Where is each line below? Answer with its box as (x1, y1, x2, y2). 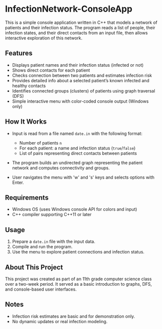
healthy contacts (12, 83, 46, 89)
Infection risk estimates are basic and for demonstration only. (12, 313, 135, 319)
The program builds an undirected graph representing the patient (12, 160, 143, 165)
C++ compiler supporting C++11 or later (12, 212, 92, 218)
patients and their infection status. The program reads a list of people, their (5, 24, 156, 30)
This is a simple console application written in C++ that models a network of (5, 19, 158, 25)
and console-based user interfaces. (5, 286, 77, 292)
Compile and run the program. (12, 244, 73, 250)
